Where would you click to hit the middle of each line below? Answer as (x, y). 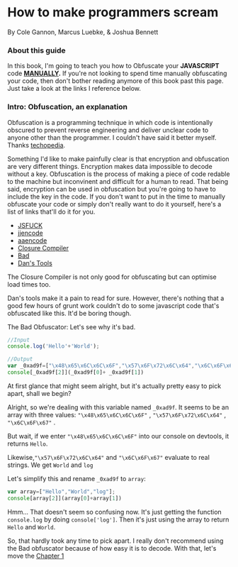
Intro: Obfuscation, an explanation (67, 107)
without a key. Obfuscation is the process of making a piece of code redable (119, 174)
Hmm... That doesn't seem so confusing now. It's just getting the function (114, 512)
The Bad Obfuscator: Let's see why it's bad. (72, 326)
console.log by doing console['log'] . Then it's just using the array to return (118, 519)
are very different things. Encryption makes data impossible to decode (110, 166)
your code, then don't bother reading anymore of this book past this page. (115, 81)
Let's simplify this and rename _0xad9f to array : (77, 478)
